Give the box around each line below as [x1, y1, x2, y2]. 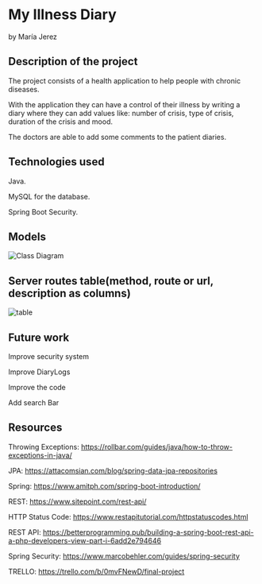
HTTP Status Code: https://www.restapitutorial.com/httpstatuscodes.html [8, 512, 249, 521]
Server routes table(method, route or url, [8, 274, 214, 288]
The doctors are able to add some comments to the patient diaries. [8, 132, 227, 141]
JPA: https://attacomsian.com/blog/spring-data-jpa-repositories [8, 466, 218, 475]
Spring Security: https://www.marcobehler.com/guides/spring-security [8, 551, 241, 561]
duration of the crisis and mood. [8, 117, 114, 126]
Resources [8, 421, 63, 435]
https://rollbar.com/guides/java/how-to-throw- [80, 442, 233, 451]
